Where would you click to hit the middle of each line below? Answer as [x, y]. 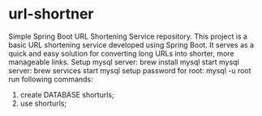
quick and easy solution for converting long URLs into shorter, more [121, 53]
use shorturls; [43, 103]
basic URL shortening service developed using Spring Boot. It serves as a [131, 44]
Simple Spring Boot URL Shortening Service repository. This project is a [128, 36]
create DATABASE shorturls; [67, 94]
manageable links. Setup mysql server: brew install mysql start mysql [124, 62]
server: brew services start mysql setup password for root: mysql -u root [130, 70]
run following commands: [51, 79]
